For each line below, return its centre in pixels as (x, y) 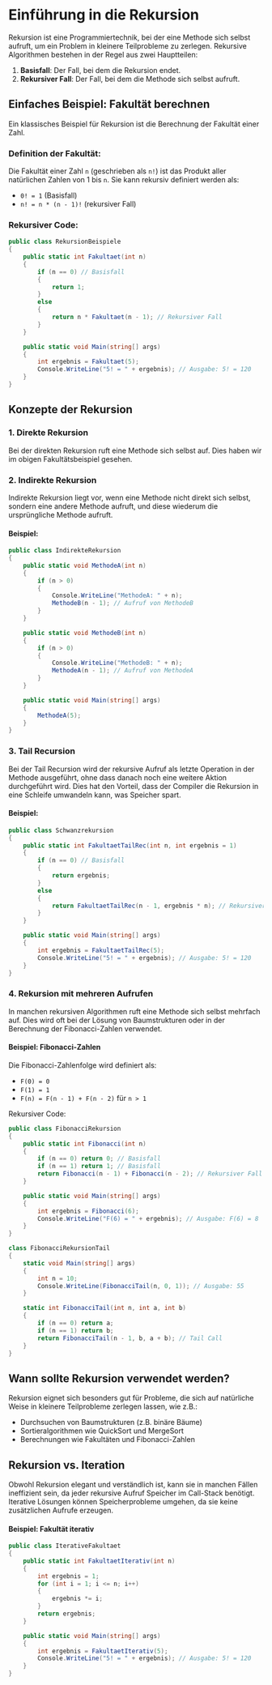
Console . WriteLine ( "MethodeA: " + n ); (117, 596)
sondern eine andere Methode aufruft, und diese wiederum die (113, 506)
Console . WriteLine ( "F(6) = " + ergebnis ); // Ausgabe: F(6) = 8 (148, 1218)
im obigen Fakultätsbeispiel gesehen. (70, 459)
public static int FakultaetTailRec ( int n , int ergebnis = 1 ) (130, 845)
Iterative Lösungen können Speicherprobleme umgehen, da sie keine (123, 1502)
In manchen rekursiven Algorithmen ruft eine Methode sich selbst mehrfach (134, 1011)
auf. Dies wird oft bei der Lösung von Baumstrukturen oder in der (117, 1020)
